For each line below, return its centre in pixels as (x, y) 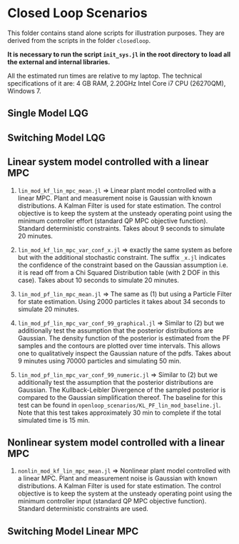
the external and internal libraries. (59, 61)
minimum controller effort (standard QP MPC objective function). (113, 221)
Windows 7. (24, 91)
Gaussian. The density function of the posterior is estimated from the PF (124, 338)
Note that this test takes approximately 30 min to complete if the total (119, 413)
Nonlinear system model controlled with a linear (116, 442)
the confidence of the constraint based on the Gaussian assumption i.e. (123, 265)
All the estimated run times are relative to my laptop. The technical (105, 76)
